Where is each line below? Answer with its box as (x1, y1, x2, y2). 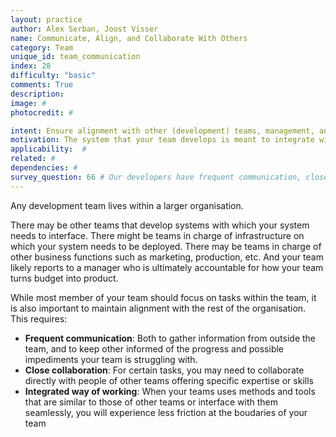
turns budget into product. (10, 272, 119, 284)
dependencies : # (10, 163, 78, 173)
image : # (10, 98, 47, 108)
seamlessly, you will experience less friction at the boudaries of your (24, 406, 308, 418)
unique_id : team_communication (10, 52, 141, 62)
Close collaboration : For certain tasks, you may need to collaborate (24, 364, 305, 376)
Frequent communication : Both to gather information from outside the (24, 332, 317, 344)
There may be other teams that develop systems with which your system (10, 219, 310, 231)
